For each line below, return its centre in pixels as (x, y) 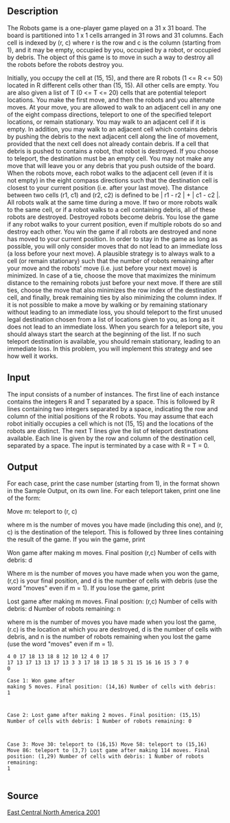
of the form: (24, 498)
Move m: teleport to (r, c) (42, 512)
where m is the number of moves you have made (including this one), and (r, (115, 525)
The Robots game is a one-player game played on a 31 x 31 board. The (107, 28)
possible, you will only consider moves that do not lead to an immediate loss (115, 246)
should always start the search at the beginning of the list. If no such (104, 334)
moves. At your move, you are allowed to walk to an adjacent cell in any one (114, 107)
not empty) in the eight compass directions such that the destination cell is (113, 180)
